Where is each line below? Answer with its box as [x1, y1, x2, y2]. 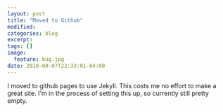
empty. [7, 96, 28, 105]
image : [7, 50, 27, 57]
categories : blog [7, 29, 58, 37]
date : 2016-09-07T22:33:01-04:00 [7, 62, 106, 69]
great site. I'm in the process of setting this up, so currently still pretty [7, 89, 210, 97]
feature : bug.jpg [13, 56, 65, 63]
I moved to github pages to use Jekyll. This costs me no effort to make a [7, 81, 217, 90]
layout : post [7, 10, 46, 17]
